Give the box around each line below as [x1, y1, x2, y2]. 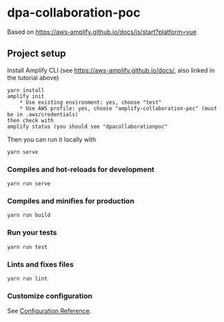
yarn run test [7, 243, 48, 250]
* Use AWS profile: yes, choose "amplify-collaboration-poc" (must [19, 105, 217, 112]
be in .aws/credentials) [7, 111, 79, 118]
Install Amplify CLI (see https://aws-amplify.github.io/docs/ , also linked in [7, 66, 215, 74]
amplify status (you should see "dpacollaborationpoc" [7, 123, 168, 130]
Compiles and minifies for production [7, 196, 134, 205]
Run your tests [7, 228, 57, 238]
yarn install [7, 86, 45, 94]
